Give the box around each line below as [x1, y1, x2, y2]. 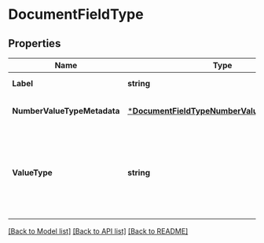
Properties [8, 37, 61, 50]
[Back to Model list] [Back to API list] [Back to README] [8, 227, 189, 236]
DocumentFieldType [8, 5, 144, 24]
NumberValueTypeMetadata [12, 106, 120, 116]
